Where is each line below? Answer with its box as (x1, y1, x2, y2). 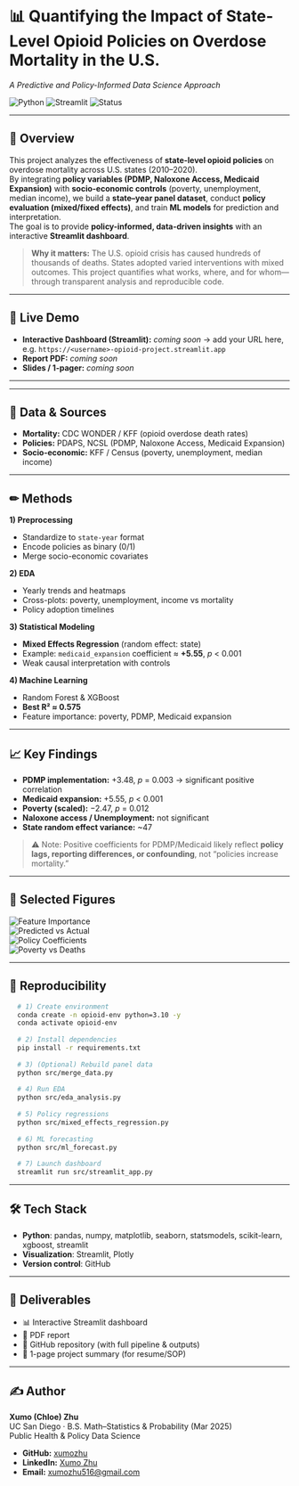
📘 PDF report (21, 1329, 70, 1340)
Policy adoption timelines (21, 604, 115, 615)
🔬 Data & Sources (9, 404, 107, 420)
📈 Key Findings (9, 747, 98, 762)
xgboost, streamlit (21, 1239, 89, 1250)
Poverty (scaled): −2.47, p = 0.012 (21, 803, 149, 813)
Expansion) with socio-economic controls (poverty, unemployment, (9, 183, 261, 193)
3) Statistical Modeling (9, 622, 95, 633)
